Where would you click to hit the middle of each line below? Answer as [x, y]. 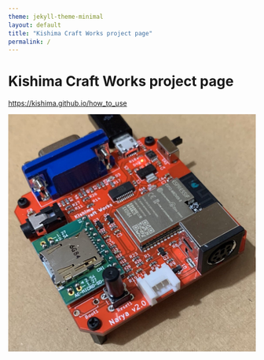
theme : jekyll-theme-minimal [56, 17]
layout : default [35, 25]
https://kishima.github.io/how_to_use [68, 103]
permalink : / [29, 42]
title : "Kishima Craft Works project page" [81, 33]
